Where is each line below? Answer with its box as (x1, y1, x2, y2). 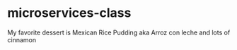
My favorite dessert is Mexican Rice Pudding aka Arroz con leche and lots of (7, 28, 231, 37)
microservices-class (7, 5, 132, 21)
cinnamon (7, 35, 37, 44)
